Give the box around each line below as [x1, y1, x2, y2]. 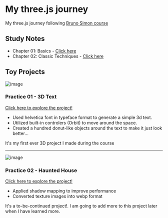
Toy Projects [5, 67, 45, 76]
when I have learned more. [5, 208, 60, 214]
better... [12, 130, 29, 136]
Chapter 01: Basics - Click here [12, 47, 76, 53]
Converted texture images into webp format [12, 193, 102, 199]
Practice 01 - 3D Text [5, 93, 57, 100]
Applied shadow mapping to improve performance [12, 188, 116, 194]
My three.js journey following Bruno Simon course [5, 20, 108, 26]
